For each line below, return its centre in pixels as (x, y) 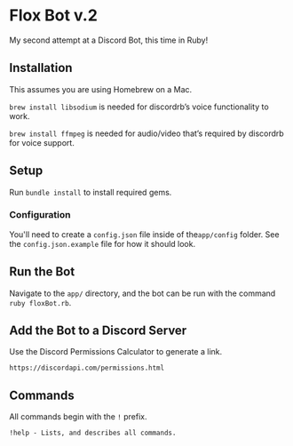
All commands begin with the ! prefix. (78, 417)
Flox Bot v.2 (53, 16)
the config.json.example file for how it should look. (103, 243)
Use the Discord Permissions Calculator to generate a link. (116, 352)
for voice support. (42, 142)
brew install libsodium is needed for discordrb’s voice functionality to (139, 107)
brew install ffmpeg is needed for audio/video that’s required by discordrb (146, 133)
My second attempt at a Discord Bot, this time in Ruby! (109, 40)
